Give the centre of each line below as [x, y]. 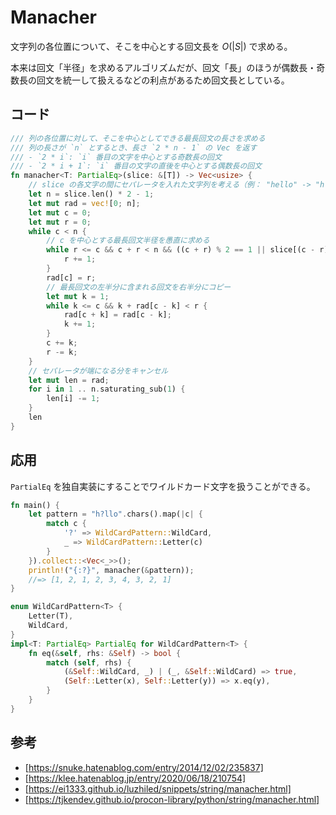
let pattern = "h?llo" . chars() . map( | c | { [115, 514]
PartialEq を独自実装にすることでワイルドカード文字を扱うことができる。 [163, 486]
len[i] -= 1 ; [73, 399]
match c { [66, 524]
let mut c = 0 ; [60, 212]
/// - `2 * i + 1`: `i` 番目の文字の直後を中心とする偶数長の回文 [136, 166]
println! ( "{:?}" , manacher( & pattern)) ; [111, 570]
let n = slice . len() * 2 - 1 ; [91, 194]
